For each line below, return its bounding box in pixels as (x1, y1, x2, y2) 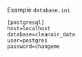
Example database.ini (7, 6, 71, 14)
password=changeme (7, 43, 60, 50)
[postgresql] (7, 19, 45, 26)
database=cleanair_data (7, 31, 76, 38)
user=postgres (7, 37, 48, 44)
